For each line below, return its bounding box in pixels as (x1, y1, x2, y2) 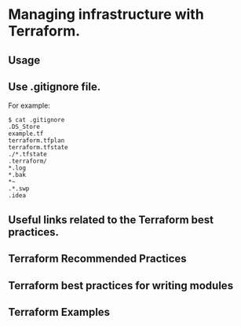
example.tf (8, 130, 44, 138)
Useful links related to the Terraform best (8, 213, 214, 226)
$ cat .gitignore (8, 116, 65, 124)
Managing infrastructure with (8, 5, 204, 24)
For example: (8, 101, 51, 111)
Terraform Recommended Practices (8, 252, 187, 266)
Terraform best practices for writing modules (8, 279, 234, 292)
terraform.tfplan (8, 137, 65, 145)
